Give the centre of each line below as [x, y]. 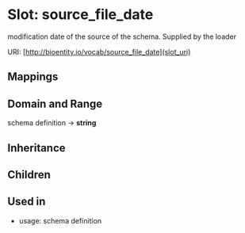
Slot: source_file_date [80, 15]
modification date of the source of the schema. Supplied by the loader [122, 36]
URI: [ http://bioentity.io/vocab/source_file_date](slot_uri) [99, 52]
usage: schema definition [60, 220]
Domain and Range [55, 103]
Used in [27, 202]
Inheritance [36, 148]
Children [29, 175]
